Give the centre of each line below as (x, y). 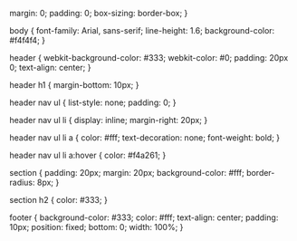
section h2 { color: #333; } (59, 200)
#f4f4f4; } (28, 40)
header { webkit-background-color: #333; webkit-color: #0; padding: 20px (149, 58)
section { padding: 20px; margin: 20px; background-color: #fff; (127, 173)
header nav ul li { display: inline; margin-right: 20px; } (109, 120)
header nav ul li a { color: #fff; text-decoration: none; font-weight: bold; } (145, 138)
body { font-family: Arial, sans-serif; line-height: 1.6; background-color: (142, 30)
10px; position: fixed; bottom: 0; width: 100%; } (96, 227)
